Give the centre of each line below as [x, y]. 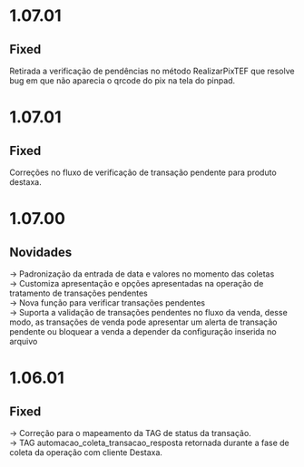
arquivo [24, 341]
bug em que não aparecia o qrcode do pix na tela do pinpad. [123, 81]
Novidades [41, 252]
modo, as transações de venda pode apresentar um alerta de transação [143, 322]
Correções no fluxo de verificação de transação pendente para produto [143, 172]
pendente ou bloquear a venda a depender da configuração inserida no [143, 331]
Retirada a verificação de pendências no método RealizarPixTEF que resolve [152, 71]
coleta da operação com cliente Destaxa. [86, 452]
